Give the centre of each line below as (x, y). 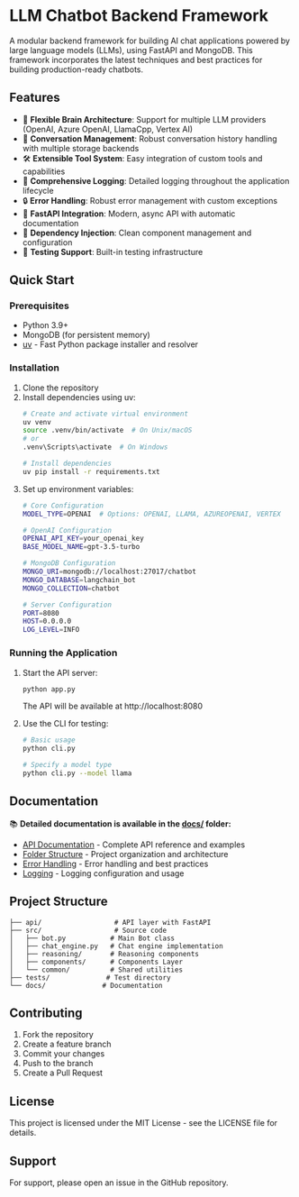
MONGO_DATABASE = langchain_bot (79, 580)
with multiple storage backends (81, 148)
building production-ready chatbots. (77, 69)
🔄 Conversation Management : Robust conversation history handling (149, 138)
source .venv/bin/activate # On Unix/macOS (107, 430)
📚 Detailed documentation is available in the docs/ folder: (120, 823)
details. (23, 1133)
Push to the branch (58, 1064)
